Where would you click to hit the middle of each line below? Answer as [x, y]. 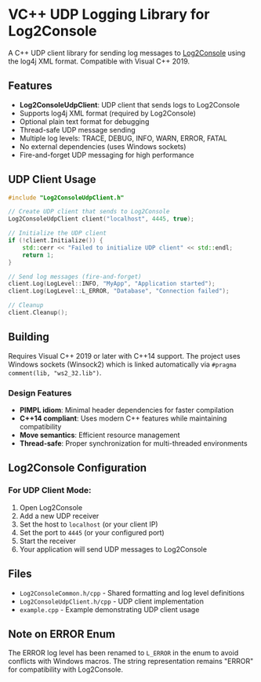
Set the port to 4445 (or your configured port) [92, 532]
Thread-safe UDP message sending [77, 129]
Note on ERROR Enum [62, 634]
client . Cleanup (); [38, 313]
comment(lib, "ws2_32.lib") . [55, 372]
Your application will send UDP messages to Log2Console [113, 549]
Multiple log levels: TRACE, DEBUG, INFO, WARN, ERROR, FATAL [123, 138]
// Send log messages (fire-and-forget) [75, 276]
